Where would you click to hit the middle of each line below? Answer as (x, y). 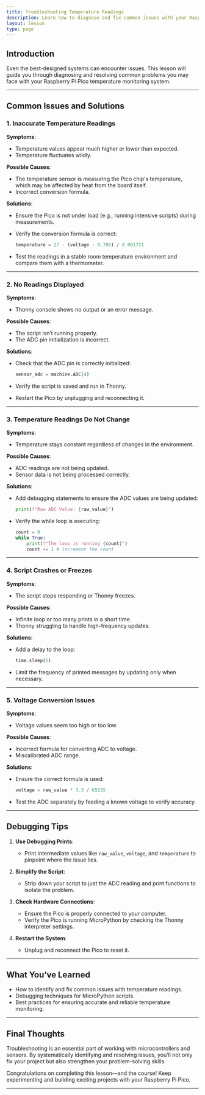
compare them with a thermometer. (59, 263)
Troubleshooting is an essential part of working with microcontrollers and (98, 1049)
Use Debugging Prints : (45, 841)
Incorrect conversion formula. (52, 191)
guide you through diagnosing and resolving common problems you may (98, 75)
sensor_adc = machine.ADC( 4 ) (52, 374)
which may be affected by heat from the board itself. (81, 185)
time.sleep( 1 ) (33, 660)
